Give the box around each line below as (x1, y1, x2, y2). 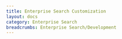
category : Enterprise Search (6, 19, 77, 25)
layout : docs (6, 14, 38, 19)
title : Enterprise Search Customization (6, 8, 107, 14)
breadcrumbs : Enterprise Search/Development (6, 24, 117, 30)
